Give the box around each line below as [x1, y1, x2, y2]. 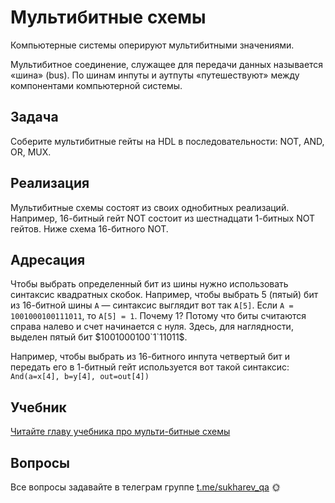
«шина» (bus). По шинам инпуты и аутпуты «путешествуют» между [10, 69, 300, 81]
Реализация [10, 175, 90, 192]
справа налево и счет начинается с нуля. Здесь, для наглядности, [10, 321, 294, 333]
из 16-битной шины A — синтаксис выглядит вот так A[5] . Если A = [10, 299, 294, 311]
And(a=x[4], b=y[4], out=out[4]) [10, 372, 150, 382]
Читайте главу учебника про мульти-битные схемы [10, 426, 231, 438]
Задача [10, 109, 59, 126]
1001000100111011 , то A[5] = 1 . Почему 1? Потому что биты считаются [10, 310, 307, 322]
